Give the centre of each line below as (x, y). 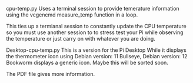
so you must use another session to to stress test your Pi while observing (95, 32)
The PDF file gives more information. (51, 74)
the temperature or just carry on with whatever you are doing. (81, 39)
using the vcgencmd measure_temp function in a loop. (72, 15)
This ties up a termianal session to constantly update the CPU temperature (96, 26)
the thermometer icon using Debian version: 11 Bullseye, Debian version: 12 (97, 56)
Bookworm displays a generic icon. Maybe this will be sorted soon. (87, 62)
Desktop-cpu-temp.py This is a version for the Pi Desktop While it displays (96, 50)
